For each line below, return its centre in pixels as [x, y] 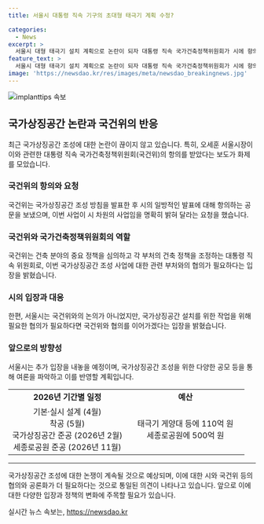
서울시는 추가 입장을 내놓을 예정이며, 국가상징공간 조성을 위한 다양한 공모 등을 [126, 367]
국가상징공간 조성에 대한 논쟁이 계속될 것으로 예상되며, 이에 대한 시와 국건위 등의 [131, 475]
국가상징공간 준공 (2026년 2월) [68, 435]
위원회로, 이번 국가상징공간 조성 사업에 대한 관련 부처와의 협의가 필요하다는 [130, 266]
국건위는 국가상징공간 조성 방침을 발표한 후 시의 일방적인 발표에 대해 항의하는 [126, 204]
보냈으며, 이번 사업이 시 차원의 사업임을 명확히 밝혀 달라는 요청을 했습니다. [136, 214]
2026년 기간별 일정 [68, 397]
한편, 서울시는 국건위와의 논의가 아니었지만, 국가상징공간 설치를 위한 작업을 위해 [130, 316]
